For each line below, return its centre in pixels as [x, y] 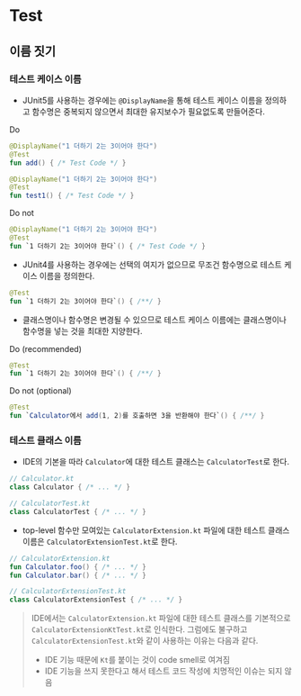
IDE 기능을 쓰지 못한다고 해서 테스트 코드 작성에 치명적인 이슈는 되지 [164, 671]
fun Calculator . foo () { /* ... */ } [78, 567]
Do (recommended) [46, 348]
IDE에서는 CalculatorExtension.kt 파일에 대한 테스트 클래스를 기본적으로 [161, 619]
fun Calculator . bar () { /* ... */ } [78, 575]
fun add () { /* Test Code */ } [68, 163]
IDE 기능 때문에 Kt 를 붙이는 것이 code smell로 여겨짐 [137, 660]
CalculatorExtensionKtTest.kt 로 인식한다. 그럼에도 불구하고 [139, 629]
